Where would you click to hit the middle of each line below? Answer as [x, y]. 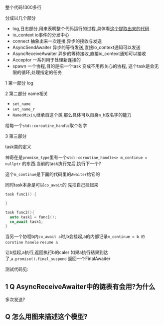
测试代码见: [17, 269]
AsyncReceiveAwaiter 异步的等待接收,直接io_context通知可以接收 [79, 53]
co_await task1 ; [26, 221]
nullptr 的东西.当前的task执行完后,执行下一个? [53, 163]
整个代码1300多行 [23, 7]
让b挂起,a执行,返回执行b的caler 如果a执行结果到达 [57, 252]
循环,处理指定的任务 [42, 72]
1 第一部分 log [19, 83]
